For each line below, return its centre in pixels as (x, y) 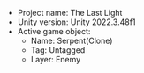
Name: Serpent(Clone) (72, 40)
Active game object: (54, 31)
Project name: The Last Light (70, 13)
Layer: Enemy (56, 59)
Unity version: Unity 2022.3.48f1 (76, 22)
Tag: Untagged (58, 50)
